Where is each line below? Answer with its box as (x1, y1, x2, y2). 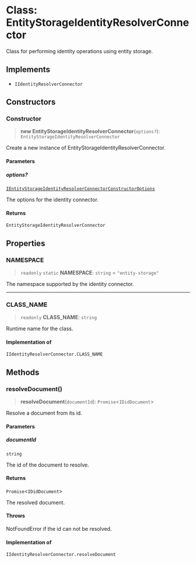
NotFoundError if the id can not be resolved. (6, 526, 112, 533)
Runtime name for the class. (6, 325, 73, 332)
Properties (6, 238, 45, 248)
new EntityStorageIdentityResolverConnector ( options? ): (20, 128, 160, 135)
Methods (6, 367, 40, 377)
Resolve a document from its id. (6, 410, 83, 417)
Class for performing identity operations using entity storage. (6, 47, 153, 54)
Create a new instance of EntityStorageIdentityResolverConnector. (6, 144, 166, 151)
